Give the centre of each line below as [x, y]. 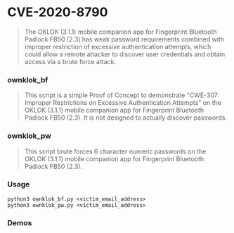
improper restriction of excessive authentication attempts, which [118, 46]
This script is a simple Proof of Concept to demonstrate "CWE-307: [122, 95]
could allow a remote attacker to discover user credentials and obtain [125, 54]
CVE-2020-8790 [58, 12]
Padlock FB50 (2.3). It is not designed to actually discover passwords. [125, 118]
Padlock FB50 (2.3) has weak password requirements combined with [124, 39]
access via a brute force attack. [70, 61]
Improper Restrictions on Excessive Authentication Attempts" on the [123, 103]
